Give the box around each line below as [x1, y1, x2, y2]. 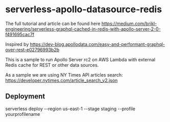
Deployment [5, 92, 45, 101]
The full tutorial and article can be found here [5, 20, 101, 27]
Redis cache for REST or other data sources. [5, 62, 99, 68]
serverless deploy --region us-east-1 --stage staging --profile [5, 106, 136, 112]
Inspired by [5, 41, 29, 47]
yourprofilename [5, 111, 40, 117]
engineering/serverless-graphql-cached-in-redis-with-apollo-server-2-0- [5, 26, 161, 32]
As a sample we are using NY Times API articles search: [5, 71, 124, 78]
